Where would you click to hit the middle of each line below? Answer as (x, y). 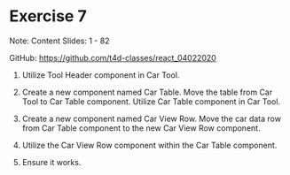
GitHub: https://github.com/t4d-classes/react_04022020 (113, 57)
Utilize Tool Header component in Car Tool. (101, 75)
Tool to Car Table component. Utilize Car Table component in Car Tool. (151, 101)
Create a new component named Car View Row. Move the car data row (152, 118)
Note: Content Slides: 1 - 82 (59, 41)
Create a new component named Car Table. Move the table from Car (147, 92)
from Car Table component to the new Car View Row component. (141, 128)
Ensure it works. (51, 162)
